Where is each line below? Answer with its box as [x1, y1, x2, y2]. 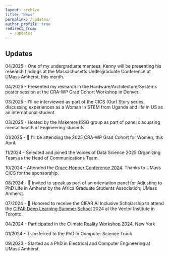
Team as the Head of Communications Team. [5, 155, 99, 161]
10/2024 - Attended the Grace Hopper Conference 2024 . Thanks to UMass [5, 165, 161, 171]
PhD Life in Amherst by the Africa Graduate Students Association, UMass [5, 185, 157, 191]
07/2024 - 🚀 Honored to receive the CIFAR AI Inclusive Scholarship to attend [5, 200, 164, 206]
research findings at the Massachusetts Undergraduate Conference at [5, 68, 151, 74]
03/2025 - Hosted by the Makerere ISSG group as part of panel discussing [5, 119, 160, 125]
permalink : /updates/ [5, 17, 51, 22]
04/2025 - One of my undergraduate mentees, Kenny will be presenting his [5, 63, 161, 69]
